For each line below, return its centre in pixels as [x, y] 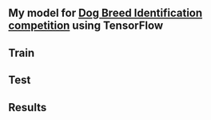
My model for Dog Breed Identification [105, 13]
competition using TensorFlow [86, 26]
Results [28, 107]
